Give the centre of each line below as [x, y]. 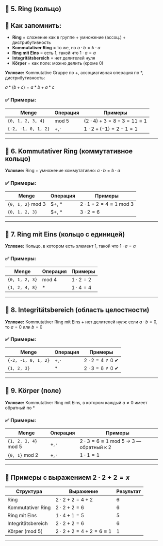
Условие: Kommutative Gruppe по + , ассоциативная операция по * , [74, 73]
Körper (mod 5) [25, 531]
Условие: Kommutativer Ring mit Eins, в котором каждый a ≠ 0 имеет [76, 402]
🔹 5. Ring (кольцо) [33, 9]
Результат [129, 491]
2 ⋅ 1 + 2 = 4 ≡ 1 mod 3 [107, 204]
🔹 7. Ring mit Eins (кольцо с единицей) [65, 234]
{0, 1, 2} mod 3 [27, 204]
